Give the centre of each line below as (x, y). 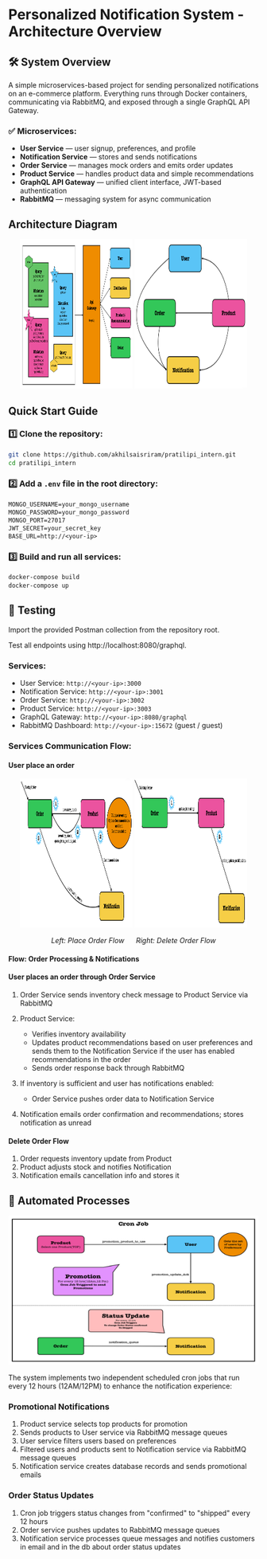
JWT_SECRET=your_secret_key (55, 528)
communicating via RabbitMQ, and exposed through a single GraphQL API (129, 102)
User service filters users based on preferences (98, 1441)
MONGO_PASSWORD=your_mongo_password (69, 512)
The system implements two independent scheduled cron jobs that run (124, 1377)
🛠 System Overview (60, 62)
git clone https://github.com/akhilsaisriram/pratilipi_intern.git (122, 454)
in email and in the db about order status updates (100, 1546)
